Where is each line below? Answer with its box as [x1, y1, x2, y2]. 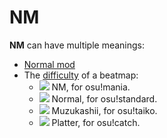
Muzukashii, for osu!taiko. [51, 104, 158, 116]
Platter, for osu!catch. [51, 116, 141, 128]
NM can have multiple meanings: [9, 39, 146, 51]
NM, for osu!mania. [51, 81, 131, 93]
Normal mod [23, 58, 76, 70]
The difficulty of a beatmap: [23, 69, 139, 81]
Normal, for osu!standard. [51, 92, 158, 105]
